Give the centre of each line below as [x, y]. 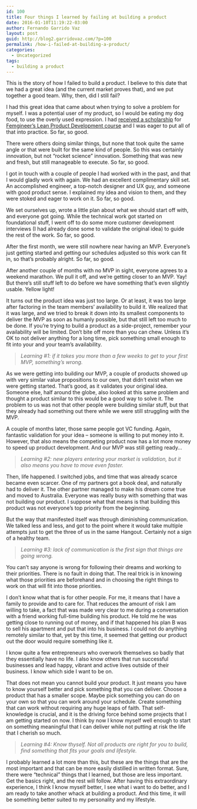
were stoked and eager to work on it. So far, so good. [71, 199]
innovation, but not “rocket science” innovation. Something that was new [94, 156]
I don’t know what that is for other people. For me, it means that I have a [93, 597]
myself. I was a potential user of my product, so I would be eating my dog [95, 113]
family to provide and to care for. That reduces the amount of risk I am [91, 604]
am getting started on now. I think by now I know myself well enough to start [98, 721]
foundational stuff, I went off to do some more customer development [90, 223]
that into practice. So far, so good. [47, 132]
